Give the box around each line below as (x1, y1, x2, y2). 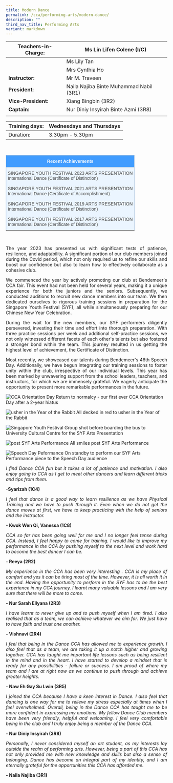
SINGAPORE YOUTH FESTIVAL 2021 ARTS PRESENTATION (8, 186, 133, 192)
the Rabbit (6, 415, 28, 421)
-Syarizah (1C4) (6, 486, 40, 492)
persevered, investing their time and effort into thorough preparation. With (6, 325, 167, 331)
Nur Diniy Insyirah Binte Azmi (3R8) (66, 106, 152, 113)
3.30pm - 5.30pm (49, 131, 93, 138)
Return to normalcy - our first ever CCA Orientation (56, 394, 163, 400)
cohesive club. (6, 267, 37, 273)
